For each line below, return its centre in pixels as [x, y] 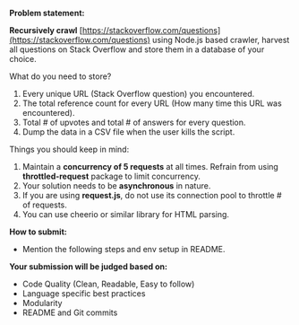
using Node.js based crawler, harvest [221, 40]
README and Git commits [70, 312]
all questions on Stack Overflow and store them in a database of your [137, 49]
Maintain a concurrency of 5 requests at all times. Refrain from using [150, 167]
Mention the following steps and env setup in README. [124, 249]
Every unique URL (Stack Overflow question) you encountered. [138, 94]
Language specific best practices [84, 294]
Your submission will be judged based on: [89, 267]
